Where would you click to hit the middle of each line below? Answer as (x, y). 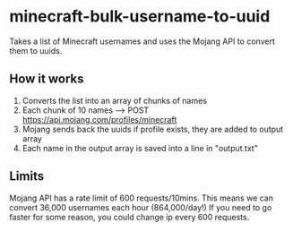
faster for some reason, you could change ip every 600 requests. (129, 217)
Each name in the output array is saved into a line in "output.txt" (140, 148)
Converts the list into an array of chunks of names (115, 100)
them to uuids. (36, 50)
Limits (27, 176)
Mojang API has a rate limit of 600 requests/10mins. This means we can (141, 198)
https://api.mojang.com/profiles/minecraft (99, 119)
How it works (47, 79)
